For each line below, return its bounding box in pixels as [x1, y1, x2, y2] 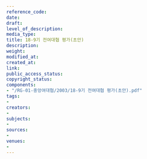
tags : [6, 93, 20, 99]
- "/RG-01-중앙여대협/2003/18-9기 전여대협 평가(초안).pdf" [6, 88, 143, 94]
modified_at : [6, 54, 39, 60]
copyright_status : [6, 76, 52, 82]
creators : [6, 104, 31, 111]
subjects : [6, 115, 31, 122]
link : [6, 65, 20, 71]
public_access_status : [6, 71, 63, 77]
